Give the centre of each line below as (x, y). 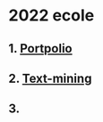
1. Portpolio (40, 49)
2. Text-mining (50, 78)
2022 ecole (51, 16)
